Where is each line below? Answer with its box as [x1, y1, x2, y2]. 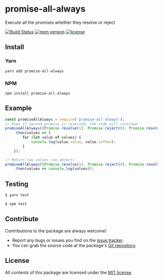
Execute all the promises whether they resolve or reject [5, 19, 115, 25]
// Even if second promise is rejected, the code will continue [5, 122, 138, 126]
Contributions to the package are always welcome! [5, 227, 107, 234]
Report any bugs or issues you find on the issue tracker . [12, 237, 124, 243]
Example [5, 104, 32, 112]
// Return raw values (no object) [5, 157, 75, 162]
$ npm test [5, 202, 27, 207]
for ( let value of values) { [22, 135, 81, 140]
